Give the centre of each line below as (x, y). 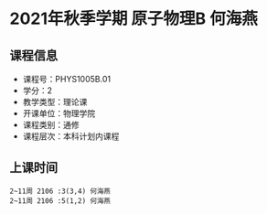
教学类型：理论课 (55, 102)
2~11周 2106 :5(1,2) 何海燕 (60, 201)
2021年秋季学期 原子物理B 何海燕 (134, 19)
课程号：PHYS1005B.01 (67, 79)
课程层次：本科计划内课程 (71, 136)
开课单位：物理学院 (59, 113)
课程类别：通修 (51, 125)
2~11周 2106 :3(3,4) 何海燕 (60, 191)
